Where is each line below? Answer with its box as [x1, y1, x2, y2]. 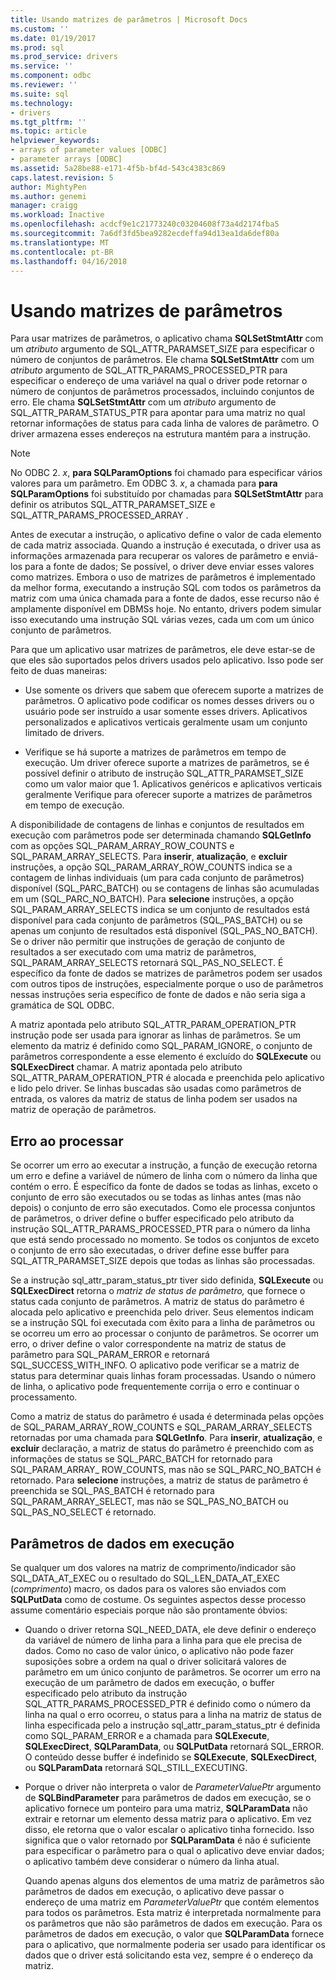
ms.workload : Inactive [10, 210, 105, 220]
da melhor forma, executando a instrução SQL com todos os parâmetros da [10, 582, 322, 594]
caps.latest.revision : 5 [10, 172, 114, 183]
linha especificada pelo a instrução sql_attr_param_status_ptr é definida [24, 1719, 321, 1731]
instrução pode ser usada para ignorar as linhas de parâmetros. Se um [10, 1029, 301, 1041]
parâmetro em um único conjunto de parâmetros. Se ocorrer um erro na [24, 1666, 321, 1678]
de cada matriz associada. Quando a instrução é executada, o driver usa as [10, 539, 322, 551]
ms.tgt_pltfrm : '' [10, 117, 87, 127]
